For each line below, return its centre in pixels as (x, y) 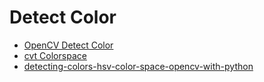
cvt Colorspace (55, 55)
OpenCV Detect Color (68, 45)
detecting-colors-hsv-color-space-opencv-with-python (138, 66)
